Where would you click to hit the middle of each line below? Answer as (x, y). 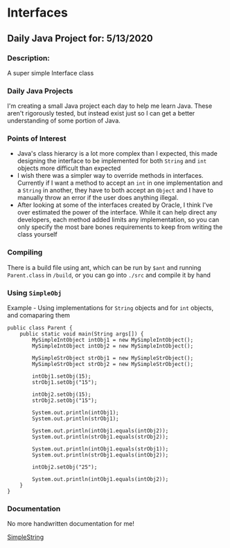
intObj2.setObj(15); (62, 395)
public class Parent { (40, 328)
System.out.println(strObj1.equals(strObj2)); (100, 437)
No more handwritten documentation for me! (71, 524)
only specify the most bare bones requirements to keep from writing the (120, 227)
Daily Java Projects (40, 91)
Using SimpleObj (35, 293)
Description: (28, 58)
